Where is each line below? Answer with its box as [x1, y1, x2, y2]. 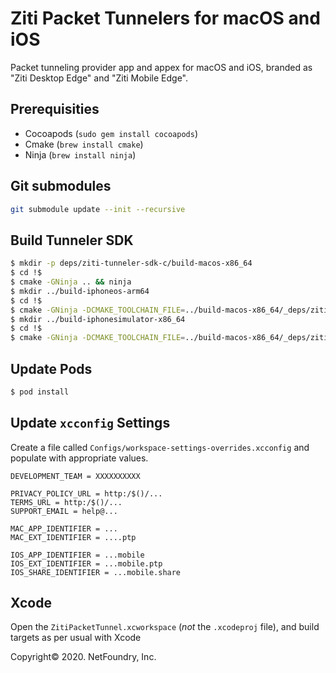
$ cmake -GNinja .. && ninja [10, 277, 132, 287]
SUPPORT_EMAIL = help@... [10, 506, 118, 516]
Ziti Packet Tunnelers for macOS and [10, 7, 321, 30]
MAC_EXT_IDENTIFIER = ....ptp [10, 532, 137, 542]
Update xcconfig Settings [10, 415, 171, 432]
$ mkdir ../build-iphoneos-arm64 [10, 286, 150, 296]
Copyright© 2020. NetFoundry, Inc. [10, 651, 157, 663]
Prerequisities [10, 101, 100, 118]
